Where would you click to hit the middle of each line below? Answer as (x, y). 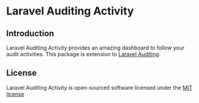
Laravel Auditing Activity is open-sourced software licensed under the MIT (99, 87)
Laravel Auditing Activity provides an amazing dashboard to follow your (96, 48)
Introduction (30, 33)
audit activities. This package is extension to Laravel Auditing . (83, 54)
